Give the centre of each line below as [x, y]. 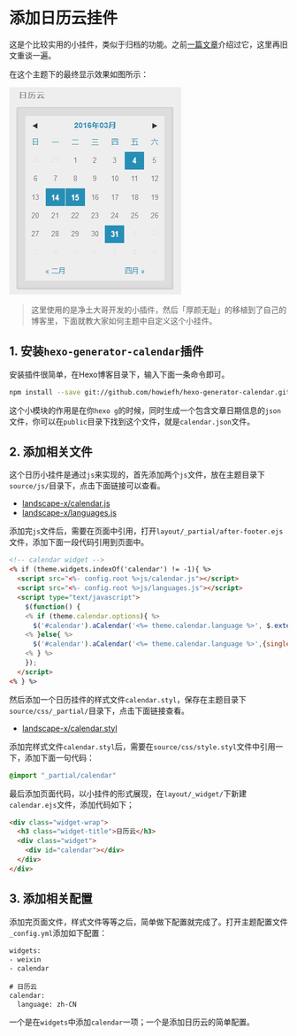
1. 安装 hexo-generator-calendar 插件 [107, 352]
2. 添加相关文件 [51, 452]
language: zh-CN [47, 1004]
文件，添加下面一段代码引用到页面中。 [79, 542]
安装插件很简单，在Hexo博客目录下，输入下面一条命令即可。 [119, 374]
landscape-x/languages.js [69, 513]
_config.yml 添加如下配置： [58, 932]
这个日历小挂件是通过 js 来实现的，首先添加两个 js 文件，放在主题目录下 [137, 475]
